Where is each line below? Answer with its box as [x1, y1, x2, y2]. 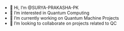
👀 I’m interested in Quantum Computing [9, 10, 90, 16]
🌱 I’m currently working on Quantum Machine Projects [9, 15, 119, 21]
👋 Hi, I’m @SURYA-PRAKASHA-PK [9, 5, 79, 10]
